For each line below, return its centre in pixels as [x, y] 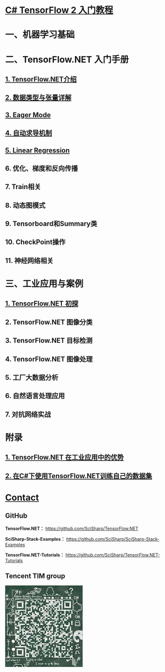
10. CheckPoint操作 [35, 242]
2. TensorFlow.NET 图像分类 [49, 322]
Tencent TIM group [35, 576]
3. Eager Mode [28, 115]
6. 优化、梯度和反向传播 [42, 168]
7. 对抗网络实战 [28, 414]
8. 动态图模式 [25, 205]
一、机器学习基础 [40, 35]
